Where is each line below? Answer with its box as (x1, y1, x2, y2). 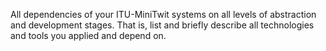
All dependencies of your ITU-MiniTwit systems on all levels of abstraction (10, 9, 317, 20)
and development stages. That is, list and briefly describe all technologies (10, 19, 315, 31)
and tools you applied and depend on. (10, 30, 167, 41)
